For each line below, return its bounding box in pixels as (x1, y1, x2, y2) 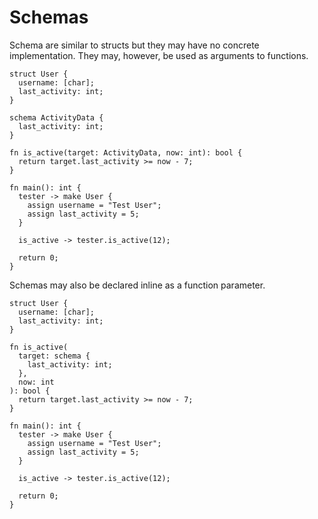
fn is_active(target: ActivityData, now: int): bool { (9, 147, 243, 158)
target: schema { (18, 351, 91, 361)
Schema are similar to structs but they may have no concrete (9, 39, 260, 51)
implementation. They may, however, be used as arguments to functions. (9, 49, 309, 61)
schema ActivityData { (9, 112, 104, 123)
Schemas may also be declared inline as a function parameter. (9, 279, 266, 291)
